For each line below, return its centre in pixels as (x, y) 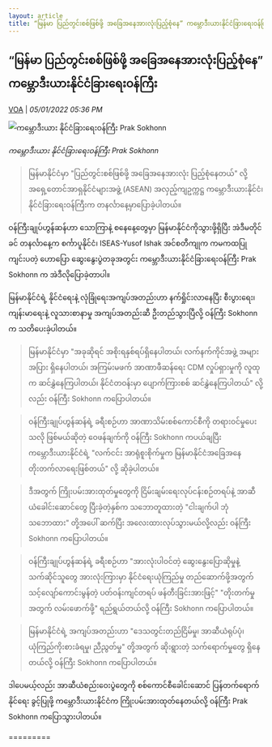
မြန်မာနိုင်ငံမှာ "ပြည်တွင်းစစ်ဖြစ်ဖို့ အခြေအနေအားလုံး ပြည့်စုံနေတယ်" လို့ (138, 173)
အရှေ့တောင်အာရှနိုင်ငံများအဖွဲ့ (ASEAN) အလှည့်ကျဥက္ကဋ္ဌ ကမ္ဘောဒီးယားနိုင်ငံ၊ (146, 189)
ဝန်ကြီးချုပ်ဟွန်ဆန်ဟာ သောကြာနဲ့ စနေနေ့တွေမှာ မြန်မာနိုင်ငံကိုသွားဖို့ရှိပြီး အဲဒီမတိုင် (135, 228)
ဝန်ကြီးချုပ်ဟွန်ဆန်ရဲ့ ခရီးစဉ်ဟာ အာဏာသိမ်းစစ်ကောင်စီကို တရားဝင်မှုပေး (142, 421)
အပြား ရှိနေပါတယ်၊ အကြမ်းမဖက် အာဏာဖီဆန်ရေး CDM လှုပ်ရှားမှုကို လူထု (144, 367)
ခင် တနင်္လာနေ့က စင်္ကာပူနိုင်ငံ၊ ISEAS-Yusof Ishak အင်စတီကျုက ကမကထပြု (128, 243)
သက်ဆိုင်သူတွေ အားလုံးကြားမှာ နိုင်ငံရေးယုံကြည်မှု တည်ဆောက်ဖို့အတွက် (141, 577)
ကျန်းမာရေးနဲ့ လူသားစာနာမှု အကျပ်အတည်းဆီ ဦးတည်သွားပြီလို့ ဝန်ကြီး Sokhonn (133, 314)
